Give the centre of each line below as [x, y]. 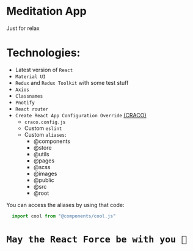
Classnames [29, 96]
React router [32, 109]
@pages [44, 161]
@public [44, 180]
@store [42, 147]
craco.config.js [45, 122]
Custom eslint [43, 128]
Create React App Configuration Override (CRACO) [81, 115]
